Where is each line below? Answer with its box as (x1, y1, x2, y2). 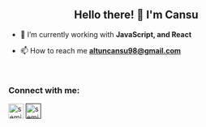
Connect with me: (8, 84, 80, 95)
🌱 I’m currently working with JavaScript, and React (19, 29, 192, 39)
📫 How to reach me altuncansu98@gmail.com (19, 45, 181, 55)
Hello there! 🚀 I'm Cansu (74, 8, 199, 22)
